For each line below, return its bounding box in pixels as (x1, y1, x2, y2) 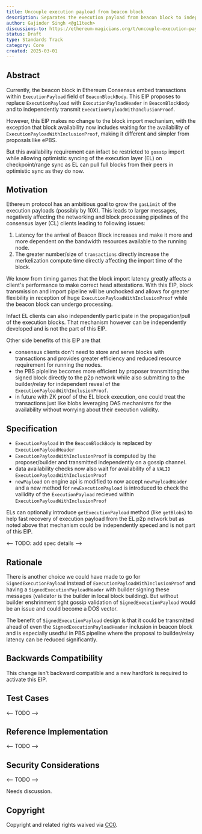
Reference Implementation (6, 727, 108, 737)
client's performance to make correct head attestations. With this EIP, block (6, 281, 194, 289)
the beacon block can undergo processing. (6, 300, 113, 308)
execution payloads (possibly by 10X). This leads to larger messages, (6, 207, 177, 214)
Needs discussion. (6, 788, 52, 795)
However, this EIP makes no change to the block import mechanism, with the (6, 117, 196, 124)
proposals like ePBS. (6, 136, 57, 143)
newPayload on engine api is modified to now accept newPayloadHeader (14, 478, 188, 485)
